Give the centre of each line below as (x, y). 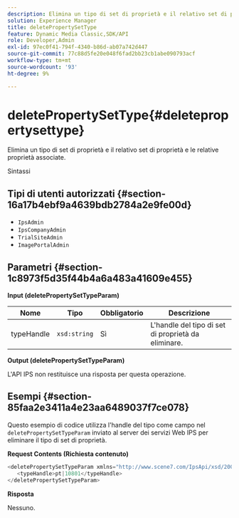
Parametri (30, 267)
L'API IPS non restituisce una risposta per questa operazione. (97, 374)
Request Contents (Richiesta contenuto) (68, 454)
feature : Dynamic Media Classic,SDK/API (68, 34)
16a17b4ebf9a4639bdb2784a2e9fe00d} (100, 205)
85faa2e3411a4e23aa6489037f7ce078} (99, 408)
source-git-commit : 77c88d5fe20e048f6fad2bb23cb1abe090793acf (101, 54)
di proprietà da (175, 334)
